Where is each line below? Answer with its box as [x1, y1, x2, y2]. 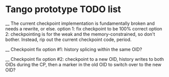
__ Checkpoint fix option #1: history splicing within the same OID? [5, 46, 142, 52]
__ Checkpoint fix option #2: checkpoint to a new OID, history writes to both [5, 56, 164, 62]
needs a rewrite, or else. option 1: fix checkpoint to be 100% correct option [5, 25, 162, 31]
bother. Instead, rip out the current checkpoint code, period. [5, 36, 132, 43]
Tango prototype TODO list [5, 4, 122, 15]
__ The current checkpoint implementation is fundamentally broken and [5, 20, 155, 26]
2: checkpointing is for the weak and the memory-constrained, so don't [5, 31, 155, 37]
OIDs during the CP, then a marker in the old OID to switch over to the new [5, 61, 162, 67]
